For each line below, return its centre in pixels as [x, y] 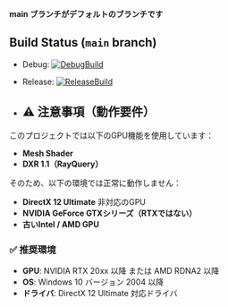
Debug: [36, 64]
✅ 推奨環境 [33, 250]
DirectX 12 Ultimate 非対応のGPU [84, 201]
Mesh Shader [47, 153]
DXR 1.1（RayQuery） [63, 164]
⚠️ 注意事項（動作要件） [89, 112]
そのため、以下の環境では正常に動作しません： [95, 183]
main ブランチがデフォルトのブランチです [86, 14]
